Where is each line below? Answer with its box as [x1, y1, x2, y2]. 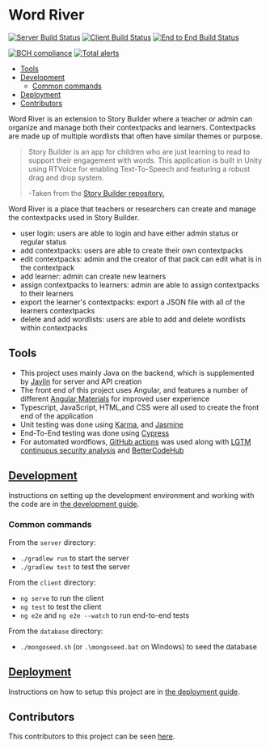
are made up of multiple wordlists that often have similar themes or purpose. [8, 131, 263, 141]
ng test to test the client [19, 602, 102, 611]
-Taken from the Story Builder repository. [27, 188, 165, 198]
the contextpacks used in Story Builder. [8, 212, 140, 222]
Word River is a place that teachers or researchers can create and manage [8, 204, 256, 214]
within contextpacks [19, 322, 88, 333]
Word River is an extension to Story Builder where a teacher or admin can [8, 113, 253, 123]
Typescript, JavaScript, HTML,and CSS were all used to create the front [19, 402, 259, 412]
